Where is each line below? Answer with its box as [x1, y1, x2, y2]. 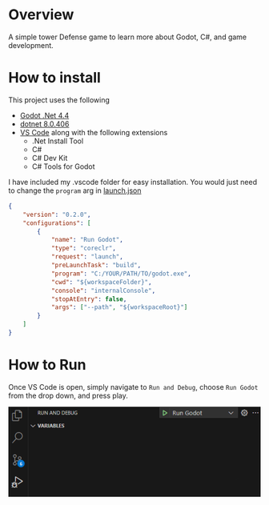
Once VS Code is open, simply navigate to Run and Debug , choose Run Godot [8, 382, 259, 391]
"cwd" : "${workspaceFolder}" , [50, 278, 152, 286]
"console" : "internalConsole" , [50, 287, 156, 295]
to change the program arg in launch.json [8, 186, 142, 195]
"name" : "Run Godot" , [50, 236, 124, 244]
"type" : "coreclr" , [50, 244, 116, 253]
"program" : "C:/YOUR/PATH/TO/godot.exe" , [50, 270, 192, 278]
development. [8, 40, 54, 50]
